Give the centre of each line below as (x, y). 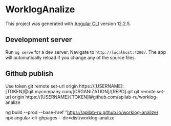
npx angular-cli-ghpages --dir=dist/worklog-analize (60, 118)
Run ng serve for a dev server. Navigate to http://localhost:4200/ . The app (86, 52)
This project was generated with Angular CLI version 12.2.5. (68, 24)
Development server (39, 40)
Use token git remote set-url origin (42, 86)
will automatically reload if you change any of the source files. (71, 57)
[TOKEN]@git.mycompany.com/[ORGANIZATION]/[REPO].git (69, 91)
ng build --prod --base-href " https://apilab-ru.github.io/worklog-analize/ (82, 112)
